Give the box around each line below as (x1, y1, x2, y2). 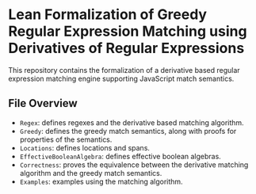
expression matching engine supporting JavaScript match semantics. (8, 74, 235, 83)
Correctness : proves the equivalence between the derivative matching (19, 160, 249, 169)
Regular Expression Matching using (8, 22, 247, 40)
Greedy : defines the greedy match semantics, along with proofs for (19, 126, 237, 135)
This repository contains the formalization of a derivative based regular (8, 65, 240, 74)
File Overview (8, 97, 78, 110)
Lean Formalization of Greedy (8, 6, 208, 24)
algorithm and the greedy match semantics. (19, 168, 162, 177)
